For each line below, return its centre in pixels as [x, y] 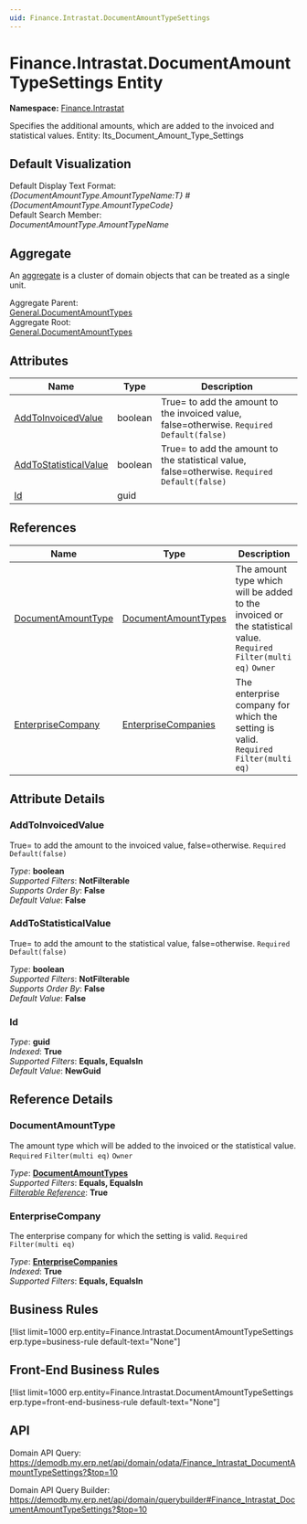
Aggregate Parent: [44, 303]
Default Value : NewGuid [55, 1071]
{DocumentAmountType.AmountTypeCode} [91, 206]
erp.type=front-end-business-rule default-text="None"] [115, 1402]
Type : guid [30, 1042]
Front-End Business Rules [85, 1370]
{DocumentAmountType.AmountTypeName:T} [96, 196]
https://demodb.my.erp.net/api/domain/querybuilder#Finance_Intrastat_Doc [153, 1499]
